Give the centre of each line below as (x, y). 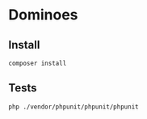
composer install (38, 63)
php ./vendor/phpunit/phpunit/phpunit (73, 107)
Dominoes (43, 15)
